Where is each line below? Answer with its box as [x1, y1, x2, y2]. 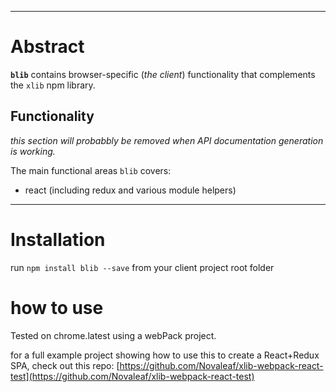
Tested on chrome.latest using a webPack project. [10, 329, 217, 341]
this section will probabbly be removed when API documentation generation [10, 134, 324, 146]
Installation [10, 228, 106, 251]
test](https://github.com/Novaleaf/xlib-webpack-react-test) [10, 370, 255, 382]
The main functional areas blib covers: [10, 164, 172, 176]
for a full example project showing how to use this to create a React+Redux [10, 349, 320, 361]
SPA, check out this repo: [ [10, 359, 120, 371]
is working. [10, 145, 56, 157]
